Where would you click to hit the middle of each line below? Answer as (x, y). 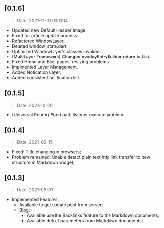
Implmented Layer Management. (45, 67)
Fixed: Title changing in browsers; (46, 152)
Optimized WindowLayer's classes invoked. (56, 51)
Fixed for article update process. (45, 35)
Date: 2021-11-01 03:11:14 (42, 20)
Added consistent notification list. (46, 77)
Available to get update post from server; (61, 205)
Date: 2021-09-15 (35, 142)
